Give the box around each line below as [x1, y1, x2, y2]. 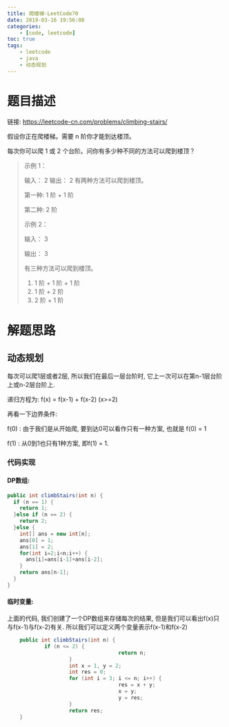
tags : [7, 42, 23, 49]
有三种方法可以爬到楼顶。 [23, 263, 97, 272]
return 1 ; [19, 505, 48, 512]
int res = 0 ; [68, 668, 107, 676]
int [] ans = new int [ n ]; [19, 530, 91, 537]
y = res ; [118, 694, 143, 701]
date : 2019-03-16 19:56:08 [7, 17, 85, 23]
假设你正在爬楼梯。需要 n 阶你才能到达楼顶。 [7, 132, 136, 140]
